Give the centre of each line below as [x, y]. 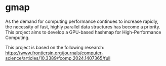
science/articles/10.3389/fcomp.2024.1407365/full [58, 58]
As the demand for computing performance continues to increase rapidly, [82, 21]
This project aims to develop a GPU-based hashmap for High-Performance [83, 32]
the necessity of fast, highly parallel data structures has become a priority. [83, 26]
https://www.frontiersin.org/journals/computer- [54, 53]
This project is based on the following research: [55, 47]
